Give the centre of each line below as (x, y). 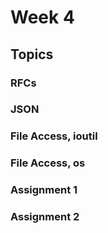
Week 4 (42, 17)
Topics (32, 54)
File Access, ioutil (54, 136)
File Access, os (48, 163)
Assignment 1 (44, 190)
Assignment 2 (45, 217)
